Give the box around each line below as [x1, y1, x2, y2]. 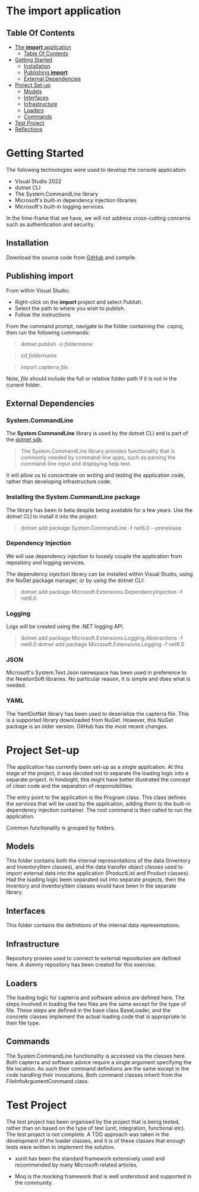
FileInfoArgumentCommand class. [6, 1077, 89, 1084]
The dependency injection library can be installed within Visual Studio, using [6, 570, 193, 577]
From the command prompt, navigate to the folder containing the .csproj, [6, 322, 184, 329]
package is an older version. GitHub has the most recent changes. [6, 722, 168, 729]
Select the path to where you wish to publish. [14, 304, 126, 312]
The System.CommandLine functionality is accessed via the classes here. [6, 1052, 187, 1059]
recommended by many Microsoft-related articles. [14, 1161, 138, 1168]
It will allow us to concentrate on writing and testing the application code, [6, 471, 185, 479]
